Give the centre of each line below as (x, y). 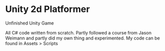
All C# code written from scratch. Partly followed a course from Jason (78, 32)
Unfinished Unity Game (30, 23)
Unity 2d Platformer (48, 9)
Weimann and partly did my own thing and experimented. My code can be (83, 38)
